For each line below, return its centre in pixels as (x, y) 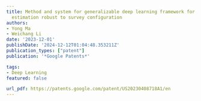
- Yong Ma (19, 28)
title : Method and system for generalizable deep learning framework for (101, 12)
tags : (13, 67)
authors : (17, 23)
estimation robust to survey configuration (67, 17)
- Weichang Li (24, 34)
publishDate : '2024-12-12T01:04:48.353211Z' (63, 45)
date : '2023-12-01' (31, 39)
